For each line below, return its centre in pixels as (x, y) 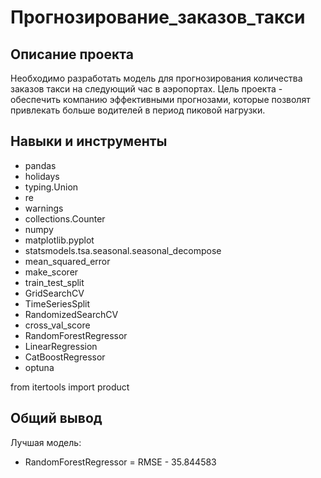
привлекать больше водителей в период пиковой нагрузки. (138, 110)
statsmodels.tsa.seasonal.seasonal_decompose (123, 250)
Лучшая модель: (46, 442)
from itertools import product (70, 387)
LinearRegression (61, 346)
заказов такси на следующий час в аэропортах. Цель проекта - (146, 89)
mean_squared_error (67, 261)
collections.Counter (65, 218)
